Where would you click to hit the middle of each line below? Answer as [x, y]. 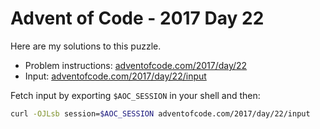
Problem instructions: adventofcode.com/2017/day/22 [136, 65]
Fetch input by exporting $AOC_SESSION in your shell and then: [135, 95]
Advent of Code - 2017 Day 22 [137, 18]
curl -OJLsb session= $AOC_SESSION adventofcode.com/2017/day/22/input [160, 113]
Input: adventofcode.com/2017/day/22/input [115, 76]
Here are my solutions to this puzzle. [86, 46]
